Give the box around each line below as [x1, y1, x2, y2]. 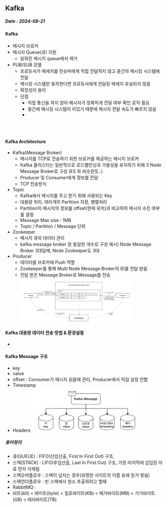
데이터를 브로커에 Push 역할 [20, 259, 75, 265]
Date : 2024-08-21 [5, 18, 45, 24]
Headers [12, 427, 31, 433]
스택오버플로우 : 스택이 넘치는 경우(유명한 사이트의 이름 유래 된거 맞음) [12, 472, 150, 478]
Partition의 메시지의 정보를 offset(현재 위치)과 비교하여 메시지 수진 [20, 205, 151, 211]
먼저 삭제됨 [18, 466, 40, 472]
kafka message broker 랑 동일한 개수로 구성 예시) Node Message [20, 241, 152, 247]
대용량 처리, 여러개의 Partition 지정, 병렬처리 [20, 199, 107, 205]
